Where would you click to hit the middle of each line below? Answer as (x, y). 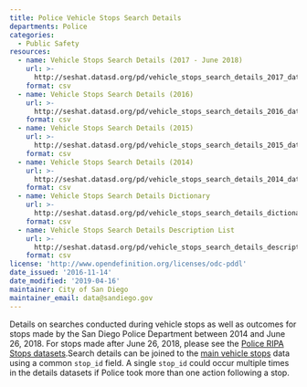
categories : (32, 35)
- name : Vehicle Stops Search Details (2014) (106, 162)
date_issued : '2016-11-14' (61, 273)
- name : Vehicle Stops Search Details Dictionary (114, 196)
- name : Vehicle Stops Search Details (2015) (106, 129)
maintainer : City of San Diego (69, 289)
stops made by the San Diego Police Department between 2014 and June (148, 333)
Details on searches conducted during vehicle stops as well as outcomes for (153, 324)
